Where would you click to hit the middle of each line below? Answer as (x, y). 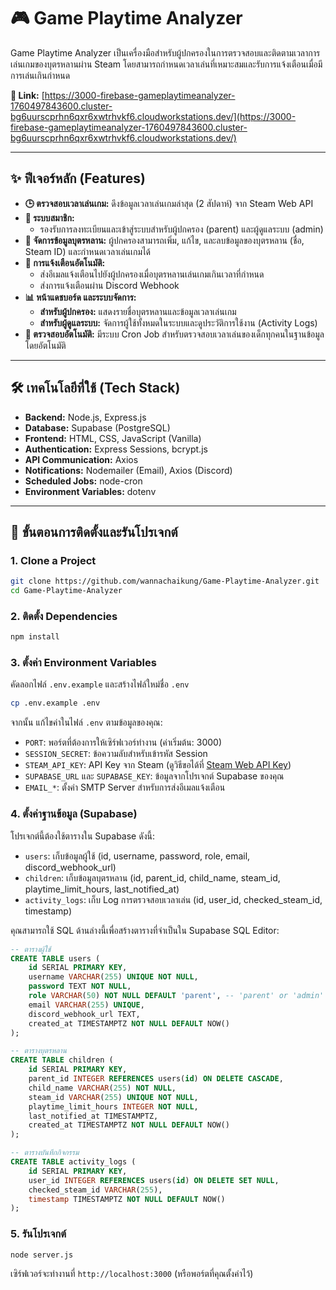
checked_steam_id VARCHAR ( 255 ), (95, 1190)
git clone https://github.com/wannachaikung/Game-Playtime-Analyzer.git (165, 581)
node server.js (42, 1255)
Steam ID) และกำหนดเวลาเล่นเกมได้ (88, 251)
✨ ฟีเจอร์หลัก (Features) (78, 178)
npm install (35, 637)
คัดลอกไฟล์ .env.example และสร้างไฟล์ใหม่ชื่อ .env (100, 684)
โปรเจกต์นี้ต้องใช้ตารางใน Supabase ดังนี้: (82, 836)
